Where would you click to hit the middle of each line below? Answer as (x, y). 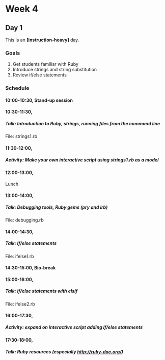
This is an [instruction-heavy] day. (42, 40)
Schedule (17, 88)
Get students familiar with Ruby (46, 64)
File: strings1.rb (21, 136)
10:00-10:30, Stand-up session (39, 100)
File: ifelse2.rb (20, 304)
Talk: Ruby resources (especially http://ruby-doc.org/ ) (64, 351)
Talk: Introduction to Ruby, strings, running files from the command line (83, 123)
